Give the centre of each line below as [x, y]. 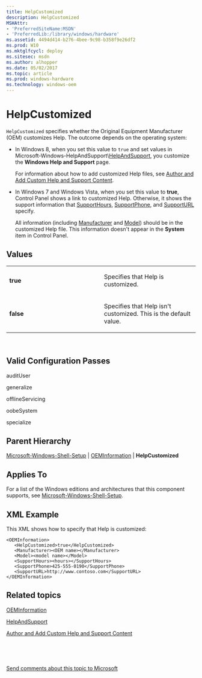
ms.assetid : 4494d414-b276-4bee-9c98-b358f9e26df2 [71, 40]
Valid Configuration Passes [58, 361]
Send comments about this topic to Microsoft [62, 668]
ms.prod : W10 [23, 46]
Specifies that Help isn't [138, 306]
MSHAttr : [17, 23]
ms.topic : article [29, 74]
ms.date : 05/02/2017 [32, 68]
